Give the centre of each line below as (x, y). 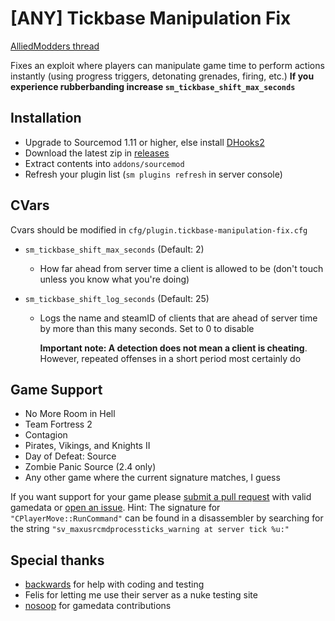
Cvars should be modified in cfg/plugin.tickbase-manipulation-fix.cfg (159, 229)
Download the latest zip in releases (97, 153)
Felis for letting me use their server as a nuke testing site (141, 595)
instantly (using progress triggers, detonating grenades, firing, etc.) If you (162, 76)
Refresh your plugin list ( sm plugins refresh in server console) (153, 174)
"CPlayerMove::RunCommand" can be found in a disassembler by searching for (167, 518)
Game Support (56, 389)
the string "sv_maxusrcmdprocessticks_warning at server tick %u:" (150, 529)
